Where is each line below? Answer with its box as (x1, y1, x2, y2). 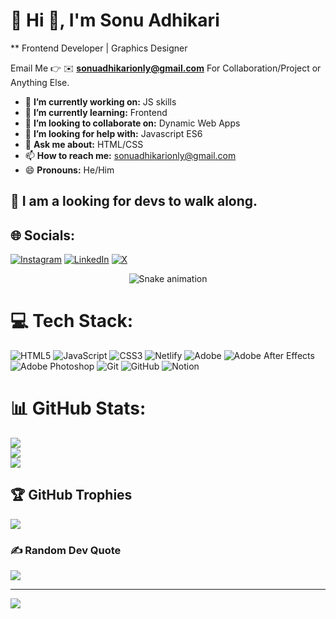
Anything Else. (10, 76, 70, 88)
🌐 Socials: (10, 227, 76, 244)
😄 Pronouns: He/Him (24, 164, 115, 176)
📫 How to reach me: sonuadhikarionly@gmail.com (24, 149, 237, 161)
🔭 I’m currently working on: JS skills (24, 95, 177, 108)
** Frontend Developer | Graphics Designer (10, 42, 188, 54)
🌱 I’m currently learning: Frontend (24, 106, 168, 118)
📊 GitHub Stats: (10, 397, 147, 420)
